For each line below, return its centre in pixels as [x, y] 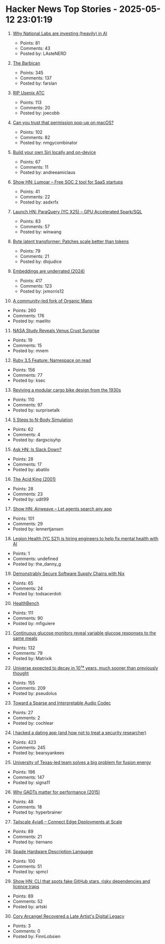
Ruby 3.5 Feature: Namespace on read [52, 360]
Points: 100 [24, 861]
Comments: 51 [27, 866]
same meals [25, 638]
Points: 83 [30, 221]
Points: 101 [23, 518]
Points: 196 [24, 772]
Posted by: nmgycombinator [49, 143]
